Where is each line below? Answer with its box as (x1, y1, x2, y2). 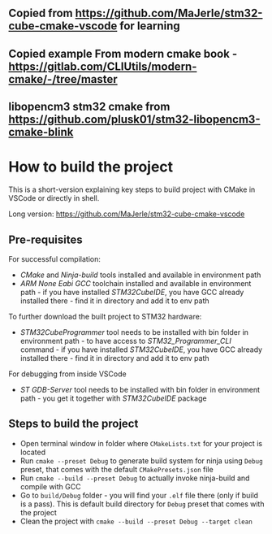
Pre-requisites (8, 232, 83, 246)
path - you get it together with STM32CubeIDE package (19, 393, 207, 403)
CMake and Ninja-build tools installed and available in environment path (19, 270, 261, 280)
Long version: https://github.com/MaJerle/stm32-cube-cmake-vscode (8, 209, 245, 219)
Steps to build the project (8, 417, 139, 431)
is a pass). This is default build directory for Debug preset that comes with (19, 499, 265, 509)
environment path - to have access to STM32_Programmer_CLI (19, 336, 231, 345)
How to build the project (8, 158, 174, 176)
